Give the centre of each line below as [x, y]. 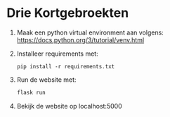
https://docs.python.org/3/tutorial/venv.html [80, 39]
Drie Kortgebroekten [68, 13]
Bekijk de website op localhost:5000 [69, 106]
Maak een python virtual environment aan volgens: [90, 32]
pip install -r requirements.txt [66, 66]
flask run [31, 92]
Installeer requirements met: [58, 54]
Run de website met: [46, 80]
